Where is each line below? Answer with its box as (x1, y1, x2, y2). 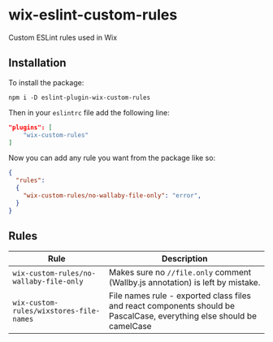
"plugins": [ (8, 123, 53, 132)
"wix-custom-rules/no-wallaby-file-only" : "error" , (23, 192, 201, 200)
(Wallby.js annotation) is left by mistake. (108, 277, 261, 288)
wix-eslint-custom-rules (8, 6, 178, 24)
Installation (8, 56, 67, 70)
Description (161, 253, 209, 265)
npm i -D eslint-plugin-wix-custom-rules (8, 93, 151, 102)
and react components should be (108, 301, 236, 312)
